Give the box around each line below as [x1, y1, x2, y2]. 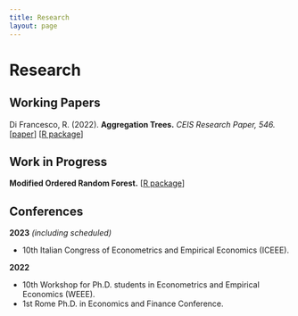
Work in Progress [9, 154, 108, 170]
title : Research [9, 12, 70, 22]
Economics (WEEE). [21, 289, 95, 300]
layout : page [9, 21, 58, 30]
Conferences [9, 204, 84, 219]
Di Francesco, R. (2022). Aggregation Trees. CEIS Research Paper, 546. [9, 119, 276, 129]
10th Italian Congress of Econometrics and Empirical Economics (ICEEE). [21, 245, 290, 255]
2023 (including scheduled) [9, 228, 112, 238]
